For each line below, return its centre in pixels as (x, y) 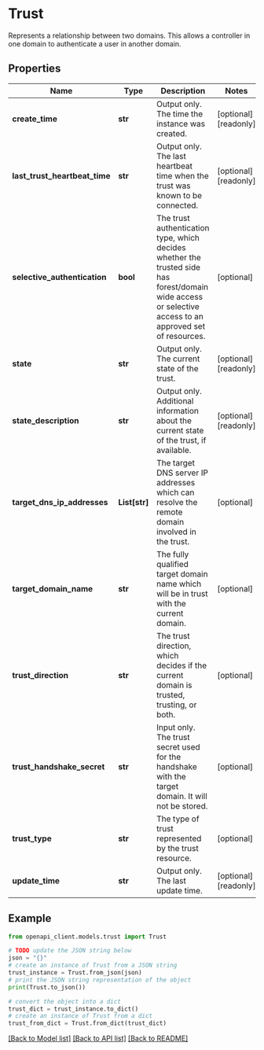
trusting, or (176, 705)
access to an (180, 316)
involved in (176, 532)
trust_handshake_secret (59, 766)
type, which (178, 238)
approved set (181, 326)
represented (179, 838)
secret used (178, 746)
